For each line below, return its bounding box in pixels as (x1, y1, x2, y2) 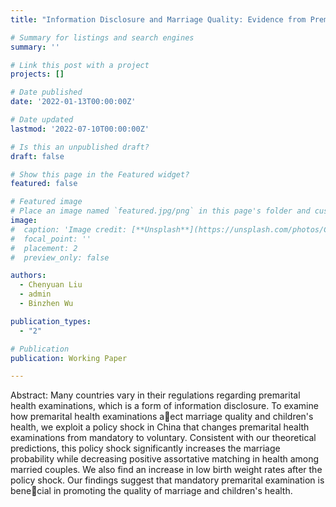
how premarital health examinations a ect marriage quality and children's (10, 411, 314, 423)
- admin (19, 289, 52, 300)
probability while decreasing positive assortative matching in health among (10, 453, 320, 465)
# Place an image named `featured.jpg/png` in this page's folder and (10, 206, 311, 216)
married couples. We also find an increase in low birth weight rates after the (10, 464, 323, 476)
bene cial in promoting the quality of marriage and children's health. (10, 485, 293, 497)
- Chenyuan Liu (19, 280, 83, 290)
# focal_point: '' (10, 234, 92, 244)
